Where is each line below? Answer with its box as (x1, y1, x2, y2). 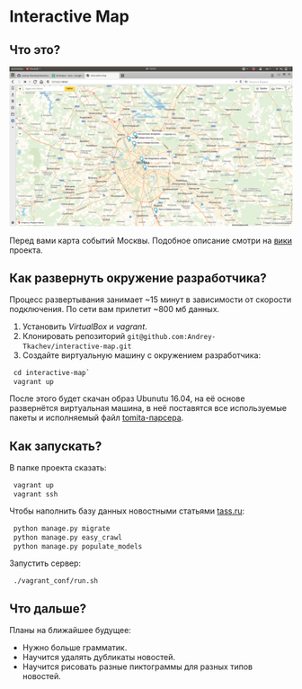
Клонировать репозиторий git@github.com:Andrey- (22, 331, 217, 342)
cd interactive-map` (13, 369, 91, 378)
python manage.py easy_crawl (13, 533, 123, 542)
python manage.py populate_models (13, 542, 143, 551)
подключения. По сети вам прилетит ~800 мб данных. (9, 304, 220, 315)
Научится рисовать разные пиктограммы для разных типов (22, 661, 253, 672)
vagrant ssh (13, 490, 58, 499)
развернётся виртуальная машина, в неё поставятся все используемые (9, 403, 288, 414)
